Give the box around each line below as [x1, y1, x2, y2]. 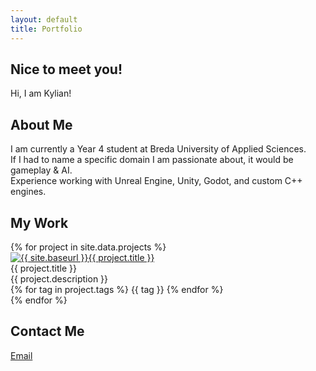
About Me [10, 116, 73, 133]
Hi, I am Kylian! [10, 87, 72, 100]
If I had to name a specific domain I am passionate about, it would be [10, 154, 294, 166]
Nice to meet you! [10, 61, 123, 78]
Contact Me [10, 323, 85, 340]
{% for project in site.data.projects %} [10, 241, 167, 253]
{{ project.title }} [10, 262, 78, 274]
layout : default [10, 14, 78, 25]
